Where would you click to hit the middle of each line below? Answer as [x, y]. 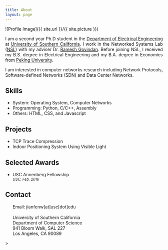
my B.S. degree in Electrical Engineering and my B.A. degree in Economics [84, 54]
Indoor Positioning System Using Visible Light [59, 147]
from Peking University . [29, 60]
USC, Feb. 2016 [26, 179]
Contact [18, 195]
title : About [19, 10]
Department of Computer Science [47, 223]
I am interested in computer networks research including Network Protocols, [84, 70]
